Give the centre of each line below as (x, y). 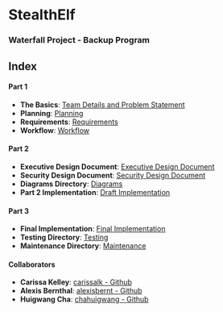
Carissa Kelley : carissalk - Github (76, 282)
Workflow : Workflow (55, 130)
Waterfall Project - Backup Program (79, 40)
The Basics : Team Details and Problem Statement (102, 104)
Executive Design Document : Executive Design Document (117, 166)
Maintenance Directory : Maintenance (83, 246)
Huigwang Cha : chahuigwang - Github (84, 299)
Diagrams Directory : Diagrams (71, 184)
